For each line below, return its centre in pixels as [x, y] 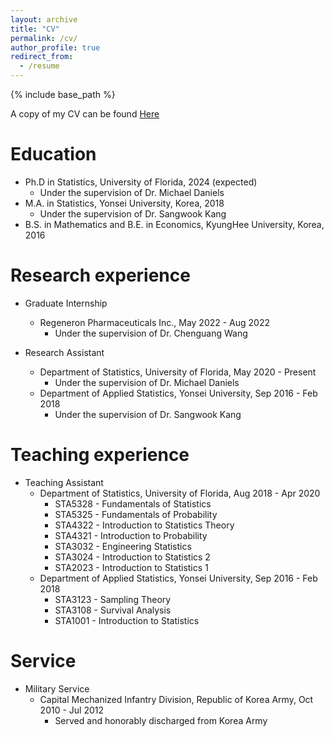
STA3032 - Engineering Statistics [123, 546]
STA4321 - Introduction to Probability [131, 535]
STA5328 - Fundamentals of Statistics [133, 503]
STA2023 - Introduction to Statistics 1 [131, 567]
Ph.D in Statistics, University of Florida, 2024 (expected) [141, 182]
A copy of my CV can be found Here [85, 114]
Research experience [100, 275]
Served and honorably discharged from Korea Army [161, 720]
